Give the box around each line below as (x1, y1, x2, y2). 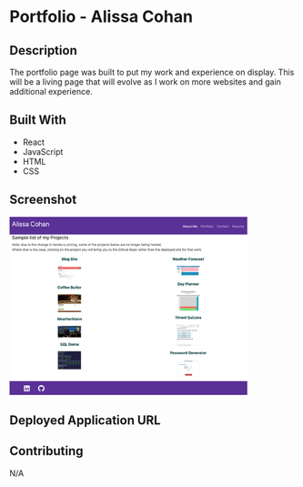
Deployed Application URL (9, 412, 161, 429)
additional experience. (9, 86, 93, 96)
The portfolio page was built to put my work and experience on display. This (9, 66, 295, 77)
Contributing (9, 443, 84, 459)
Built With (9, 112, 66, 128)
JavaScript (22, 146, 64, 157)
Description (9, 43, 77, 58)
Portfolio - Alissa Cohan (9, 6, 194, 27)
